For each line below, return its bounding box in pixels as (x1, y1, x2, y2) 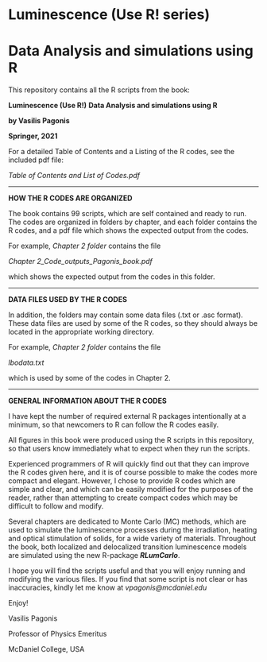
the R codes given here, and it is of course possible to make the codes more (8, 467, 257, 478)
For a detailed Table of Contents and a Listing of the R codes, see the (8, 147, 235, 157)
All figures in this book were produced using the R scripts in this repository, (8, 436, 254, 445)
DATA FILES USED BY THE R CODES (8, 295, 127, 304)
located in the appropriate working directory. (8, 327, 155, 337)
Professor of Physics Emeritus (8, 629, 107, 639)
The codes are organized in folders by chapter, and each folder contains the (8, 217, 257, 227)
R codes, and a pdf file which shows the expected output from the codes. (8, 226, 249, 235)
